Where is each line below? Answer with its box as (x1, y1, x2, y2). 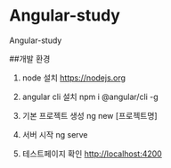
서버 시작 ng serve (21, 129, 88, 139)
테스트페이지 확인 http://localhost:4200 (21, 148, 162, 159)
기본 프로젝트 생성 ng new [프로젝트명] (21, 110, 158, 121)
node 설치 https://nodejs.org (21, 72, 126, 83)
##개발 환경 (9, 53, 51, 63)
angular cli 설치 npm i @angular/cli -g (21, 91, 159, 102)
